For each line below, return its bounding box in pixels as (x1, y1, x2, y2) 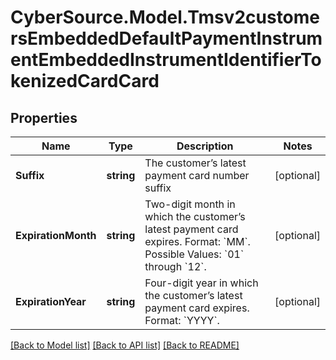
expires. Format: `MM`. (144, 235, 251, 248)
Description (176, 139, 234, 153)
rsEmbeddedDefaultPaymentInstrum (10, 27, 323, 50)
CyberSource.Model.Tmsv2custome (10, 6, 321, 29)
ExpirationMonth (15, 229, 97, 242)
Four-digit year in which (144, 276, 259, 290)
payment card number (144, 169, 250, 182)
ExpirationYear (15, 295, 87, 308)
